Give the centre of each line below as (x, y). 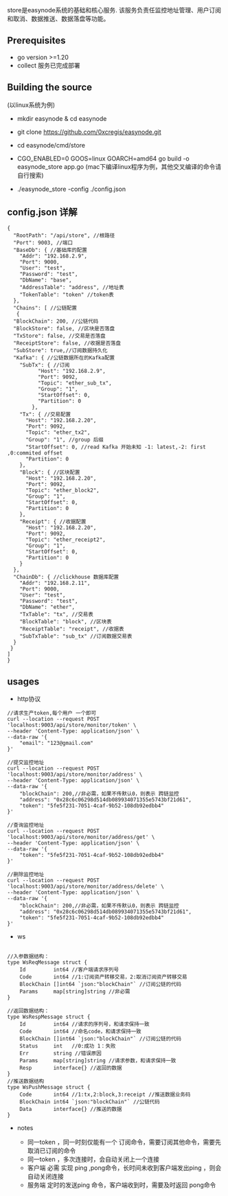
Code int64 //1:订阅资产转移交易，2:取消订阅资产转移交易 (103, 977)
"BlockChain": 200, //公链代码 (56, 321)
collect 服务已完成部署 (48, 65)
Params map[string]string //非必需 (75, 992)
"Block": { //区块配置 (50, 472)
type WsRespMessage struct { (49, 1017)
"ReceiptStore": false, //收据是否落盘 (67, 343)
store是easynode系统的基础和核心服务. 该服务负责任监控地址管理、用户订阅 (114, 10)
